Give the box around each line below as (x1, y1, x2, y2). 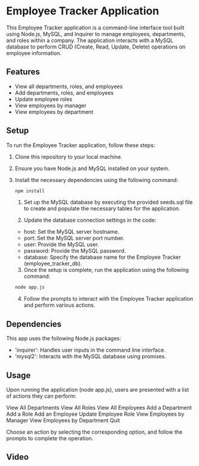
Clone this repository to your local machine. (14, 153, 123, 160)
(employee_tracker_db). (23, 260, 82, 267)
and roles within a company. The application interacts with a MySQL (6, 37, 174, 44)
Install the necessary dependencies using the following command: (14, 176, 178, 183)
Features (6, 67, 40, 77)
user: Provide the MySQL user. (23, 241, 100, 248)
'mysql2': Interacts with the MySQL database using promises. (14, 353, 166, 360)
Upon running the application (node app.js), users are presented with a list (6, 386, 189, 393)
